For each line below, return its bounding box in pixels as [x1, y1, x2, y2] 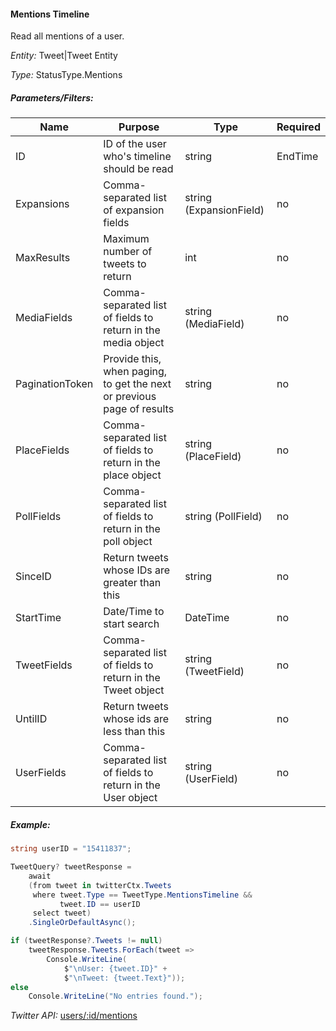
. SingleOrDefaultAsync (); [28, 918, 137, 928]
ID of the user [103, 137, 167, 151]
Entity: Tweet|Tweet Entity [10, 50, 118, 62]
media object [103, 336, 165, 350]
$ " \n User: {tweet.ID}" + [63, 963, 168, 974]
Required [276, 120, 321, 134]
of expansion [103, 203, 165, 217]
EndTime [276, 150, 319, 164]
